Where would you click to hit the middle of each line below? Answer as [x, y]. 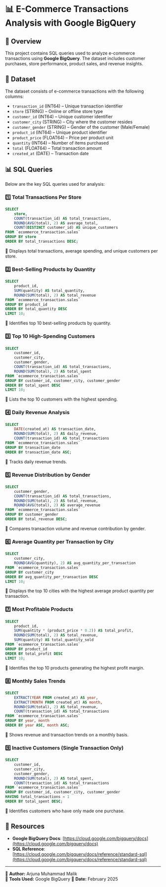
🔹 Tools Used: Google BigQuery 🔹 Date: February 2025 [62, 879]
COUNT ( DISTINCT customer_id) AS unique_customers [66, 228]
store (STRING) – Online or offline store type [58, 111]
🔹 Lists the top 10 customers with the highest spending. [62, 399]
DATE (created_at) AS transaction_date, [55, 429]
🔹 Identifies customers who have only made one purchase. [65, 811]
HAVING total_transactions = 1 [37, 797]
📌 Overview [23, 41]
